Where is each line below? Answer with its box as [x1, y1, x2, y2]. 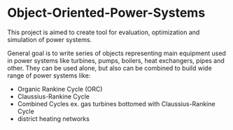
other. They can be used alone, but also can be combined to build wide [7, 64, 212, 72]
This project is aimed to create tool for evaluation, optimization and [7, 28, 200, 36]
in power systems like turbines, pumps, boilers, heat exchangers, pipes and [7, 56, 225, 64]
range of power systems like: [7, 71, 91, 80]
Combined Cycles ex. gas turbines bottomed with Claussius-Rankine [17, 99, 216, 108]
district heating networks [17, 114, 90, 123]
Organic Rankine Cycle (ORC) [17, 85, 103, 93]
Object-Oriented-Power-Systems [7, 5, 206, 21]
